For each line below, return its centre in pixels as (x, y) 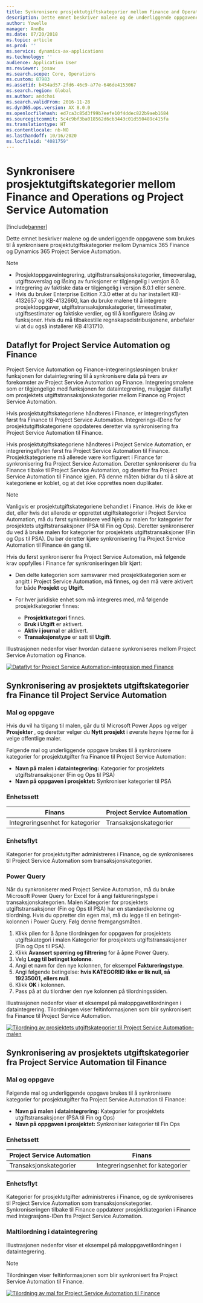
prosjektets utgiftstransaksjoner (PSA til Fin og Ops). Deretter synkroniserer (100, 526)
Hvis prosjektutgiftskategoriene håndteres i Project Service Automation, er (99, 444)
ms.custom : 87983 (28, 79)
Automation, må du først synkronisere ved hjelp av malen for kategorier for (99, 519)
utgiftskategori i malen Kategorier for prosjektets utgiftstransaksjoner (101, 940)
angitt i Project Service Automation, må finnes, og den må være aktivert (104, 581)
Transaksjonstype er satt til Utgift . (68, 637)
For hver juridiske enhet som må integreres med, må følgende (92, 599)
